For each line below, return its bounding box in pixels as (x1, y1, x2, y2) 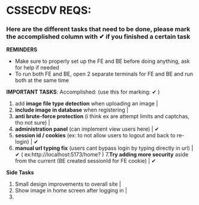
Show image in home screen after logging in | (14, 187, 128, 194)
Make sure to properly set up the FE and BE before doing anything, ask (14, 58, 190, 65)
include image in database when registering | (14, 106, 129, 114)
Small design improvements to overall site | (14, 180, 122, 188)
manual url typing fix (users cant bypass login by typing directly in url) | (14, 144, 194, 152)
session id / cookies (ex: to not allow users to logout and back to (14, 132, 176, 139)
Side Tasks (6, 169, 34, 176)
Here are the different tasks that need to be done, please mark (6, 25, 191, 34)
